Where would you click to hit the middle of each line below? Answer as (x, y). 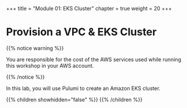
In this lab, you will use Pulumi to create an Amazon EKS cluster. (83, 88)
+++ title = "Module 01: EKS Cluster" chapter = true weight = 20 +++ (89, 8)
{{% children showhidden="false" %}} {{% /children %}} (74, 99)
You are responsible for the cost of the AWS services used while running (94, 59)
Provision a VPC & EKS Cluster (81, 32)
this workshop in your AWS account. (50, 65)
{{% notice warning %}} (35, 48)
